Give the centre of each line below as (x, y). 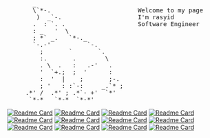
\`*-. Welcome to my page (118, 10)
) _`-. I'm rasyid (105, 17)
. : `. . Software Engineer (116, 24)
